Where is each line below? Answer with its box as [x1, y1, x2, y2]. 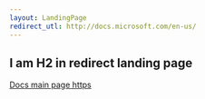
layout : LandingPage [9, 13, 88, 23]
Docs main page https [9, 79, 93, 91]
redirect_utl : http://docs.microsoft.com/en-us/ [9, 22, 197, 31]
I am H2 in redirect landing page [9, 55, 193, 71]
